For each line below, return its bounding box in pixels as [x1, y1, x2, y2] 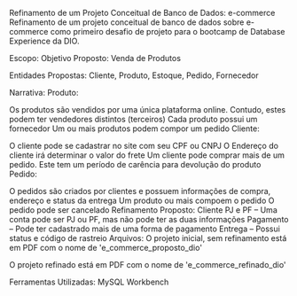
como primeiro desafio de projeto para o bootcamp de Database [50, 27, 285, 36]
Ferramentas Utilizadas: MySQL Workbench [9, 277, 169, 287]
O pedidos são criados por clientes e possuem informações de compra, [9, 186, 271, 196]
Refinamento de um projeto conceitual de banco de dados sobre [9, 17, 245, 27]
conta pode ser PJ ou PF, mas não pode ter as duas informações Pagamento [9, 214, 289, 224]
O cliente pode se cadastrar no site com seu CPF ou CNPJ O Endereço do [9, 141, 279, 151]
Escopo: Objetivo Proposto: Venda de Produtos [9, 53, 182, 63]
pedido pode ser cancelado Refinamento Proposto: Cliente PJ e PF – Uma [9, 205, 277, 215]
